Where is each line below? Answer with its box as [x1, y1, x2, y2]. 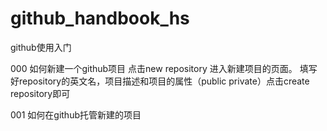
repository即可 [10, 87, 71, 99]
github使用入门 [10, 41, 72, 53]
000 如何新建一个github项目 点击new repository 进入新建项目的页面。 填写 [10, 62, 318, 74]
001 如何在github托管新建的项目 [10, 108, 142, 121]
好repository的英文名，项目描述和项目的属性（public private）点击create [10, 75, 310, 87]
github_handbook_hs [10, 7, 190, 30]
